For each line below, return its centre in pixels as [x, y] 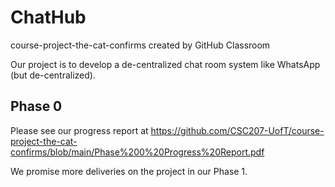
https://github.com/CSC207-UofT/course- [237, 130]
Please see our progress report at [79, 130]
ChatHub [48, 17]
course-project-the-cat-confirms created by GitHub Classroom [140, 45]
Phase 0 [36, 106]
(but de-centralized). [53, 75]
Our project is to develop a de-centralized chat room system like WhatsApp [165, 64]
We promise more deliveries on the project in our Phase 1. [129, 171]
